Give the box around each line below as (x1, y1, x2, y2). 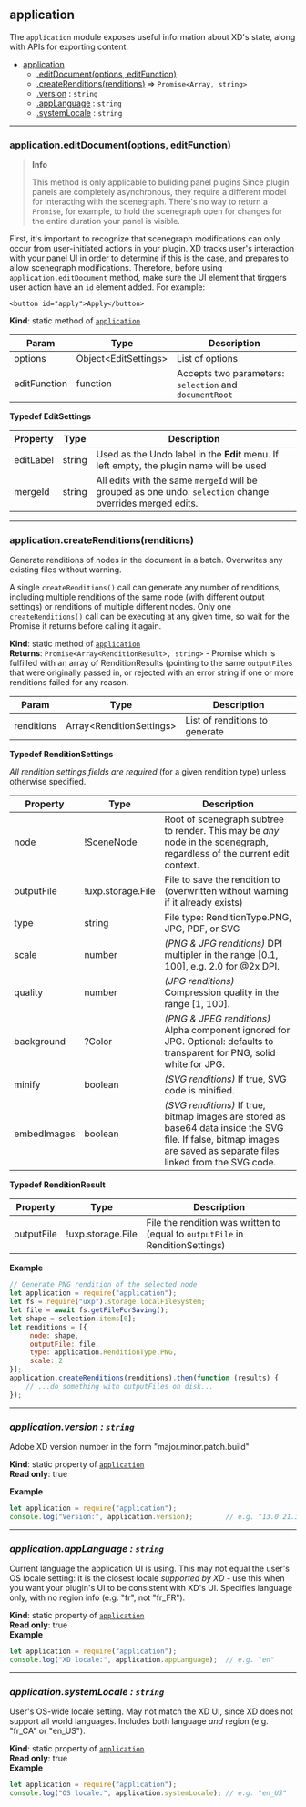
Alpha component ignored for (164, 1024, 291, 1037)
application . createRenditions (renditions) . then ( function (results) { (9, 1373, 280, 1383)
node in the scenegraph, (164, 836, 269, 848)
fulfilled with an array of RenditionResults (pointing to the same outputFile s (9, 658, 293, 669)
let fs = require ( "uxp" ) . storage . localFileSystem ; (9, 1298, 206, 1307)
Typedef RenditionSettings (9, 749, 114, 760)
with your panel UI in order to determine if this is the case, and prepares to (9, 252, 289, 263)
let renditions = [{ (9, 1322, 88, 1331)
